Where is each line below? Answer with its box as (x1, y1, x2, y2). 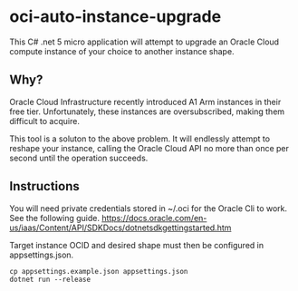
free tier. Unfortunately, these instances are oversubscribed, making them (9, 106, 285, 117)
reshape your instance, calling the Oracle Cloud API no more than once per (9, 142, 290, 153)
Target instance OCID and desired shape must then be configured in (9, 239, 264, 250)
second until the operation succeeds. (9, 152, 149, 163)
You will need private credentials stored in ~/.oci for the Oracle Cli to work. (9, 202, 288, 214)
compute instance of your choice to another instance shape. (9, 45, 235, 56)
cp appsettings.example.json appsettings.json (9, 267, 188, 276)
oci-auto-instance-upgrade (9, 6, 222, 27)
